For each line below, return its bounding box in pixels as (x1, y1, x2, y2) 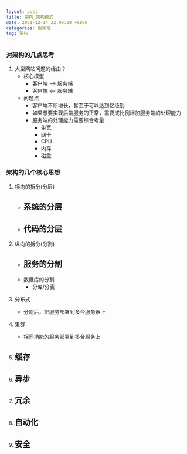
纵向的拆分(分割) (14, 240, 55, 247)
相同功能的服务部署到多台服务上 (23, 333, 101, 340)
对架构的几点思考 (6, 51, 55, 59)
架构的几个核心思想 (6, 169, 60, 177)
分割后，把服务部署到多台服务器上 (23, 308, 106, 315)
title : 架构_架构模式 (6, 14, 54, 20)
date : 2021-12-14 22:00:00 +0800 (6, 19, 88, 25)
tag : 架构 (6, 31, 28, 36)
